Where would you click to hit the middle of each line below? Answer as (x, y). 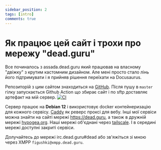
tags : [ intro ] (20, 14)
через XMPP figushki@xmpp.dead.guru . (45, 142)
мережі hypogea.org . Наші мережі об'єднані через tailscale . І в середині (80, 123)
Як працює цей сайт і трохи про (73, 43)
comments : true (21, 19)
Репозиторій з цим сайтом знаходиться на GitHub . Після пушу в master (79, 87)
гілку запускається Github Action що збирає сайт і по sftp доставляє (76, 92)
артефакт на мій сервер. (31, 97)
